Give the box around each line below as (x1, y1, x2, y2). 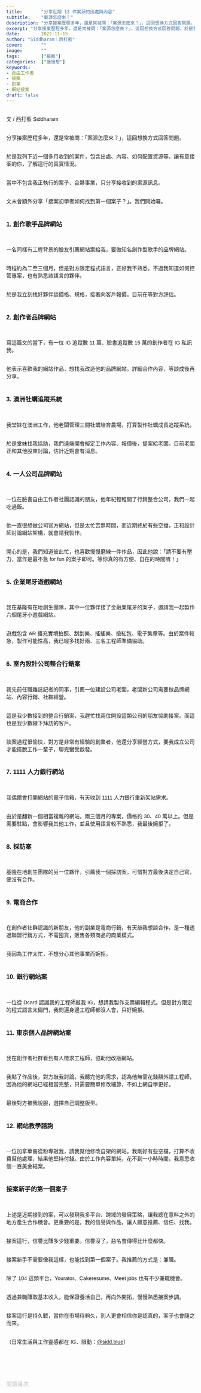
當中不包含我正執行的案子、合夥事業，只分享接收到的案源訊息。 (6, 179, 163, 186)
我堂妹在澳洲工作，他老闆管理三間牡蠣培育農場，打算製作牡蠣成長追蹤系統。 (6, 421, 195, 428)
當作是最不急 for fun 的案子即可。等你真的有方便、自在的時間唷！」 (16, 556, 181, 562)
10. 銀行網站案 (6, 973, 48, 981)
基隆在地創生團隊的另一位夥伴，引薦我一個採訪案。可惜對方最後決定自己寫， (6, 868, 195, 876)
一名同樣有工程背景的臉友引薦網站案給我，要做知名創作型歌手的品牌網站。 (6, 246, 190, 253)
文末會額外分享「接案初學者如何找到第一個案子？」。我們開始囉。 (6, 198, 166, 205)
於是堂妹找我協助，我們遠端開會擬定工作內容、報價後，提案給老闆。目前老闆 (6, 440, 195, 447)
